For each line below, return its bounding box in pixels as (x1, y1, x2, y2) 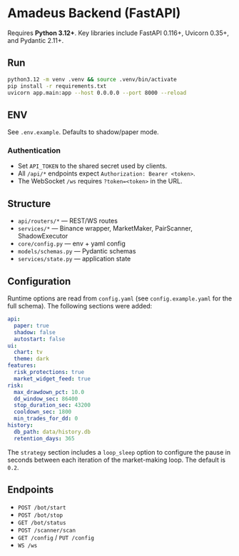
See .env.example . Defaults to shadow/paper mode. (7, 128, 159, 136)
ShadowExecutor (17, 232, 68, 241)
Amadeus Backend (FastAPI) (7, 5, 181, 21)
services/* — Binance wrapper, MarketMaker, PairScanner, (17, 224, 193, 233)
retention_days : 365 (14, 435, 75, 442)
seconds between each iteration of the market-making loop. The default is (7, 455, 226, 464)
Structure (7, 198, 51, 210)
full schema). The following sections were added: (7, 302, 153, 310)
